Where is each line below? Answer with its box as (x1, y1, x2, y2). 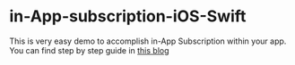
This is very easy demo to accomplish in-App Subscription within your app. (9, 36, 287, 46)
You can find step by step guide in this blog (9, 45, 169, 55)
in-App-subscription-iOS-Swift (9, 6, 247, 27)
